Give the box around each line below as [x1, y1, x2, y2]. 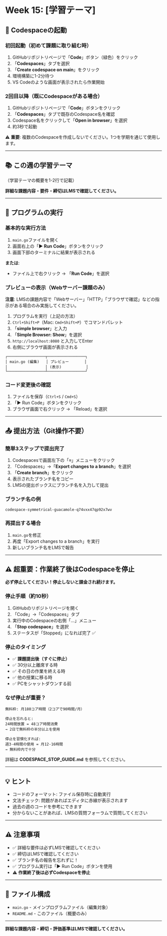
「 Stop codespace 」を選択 [12, 623, 69, 629]
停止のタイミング [5, 643, 46, 650]
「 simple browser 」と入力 [12, 325, 67, 331]
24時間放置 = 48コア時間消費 [5, 722, 58, 727]
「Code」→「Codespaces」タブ [12, 611, 80, 617]
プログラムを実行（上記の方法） [12, 313, 78, 319]
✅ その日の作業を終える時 [12, 668, 66, 674]
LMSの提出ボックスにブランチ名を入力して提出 [12, 482, 109, 488]
